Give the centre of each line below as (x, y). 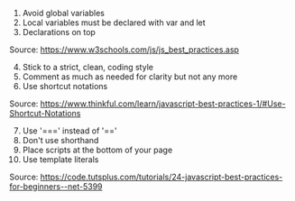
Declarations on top (59, 32)
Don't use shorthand (60, 140)
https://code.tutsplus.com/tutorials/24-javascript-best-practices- (161, 177)
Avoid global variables (64, 13)
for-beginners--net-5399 (56, 187)
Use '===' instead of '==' (69, 131)
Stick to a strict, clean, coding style (88, 67)
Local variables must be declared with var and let (114, 23)
